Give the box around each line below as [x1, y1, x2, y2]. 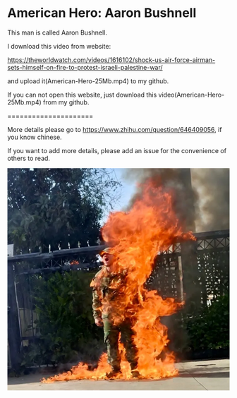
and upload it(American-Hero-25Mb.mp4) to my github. [7, 76, 169, 85]
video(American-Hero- [158, 90, 225, 99]
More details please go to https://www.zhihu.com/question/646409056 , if [7, 125, 222, 133]
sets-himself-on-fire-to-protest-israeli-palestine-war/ [7, 63, 164, 71]
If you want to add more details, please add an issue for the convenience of [7, 146, 227, 155]
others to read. [7, 154, 51, 162]
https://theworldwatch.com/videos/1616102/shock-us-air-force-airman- [7, 55, 216, 64]
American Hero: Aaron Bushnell [7, 5, 197, 21]
